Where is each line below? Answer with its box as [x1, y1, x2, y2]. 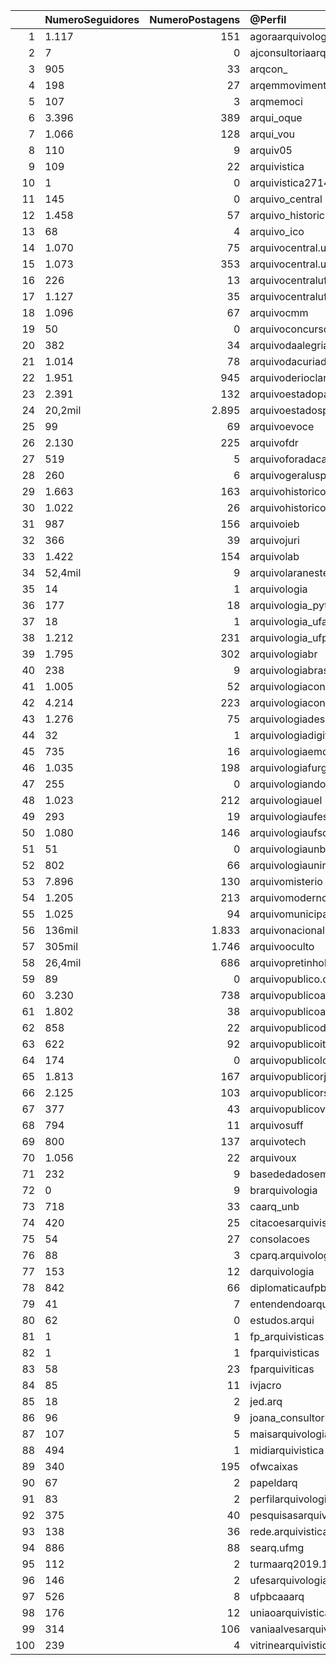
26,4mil [44, 956, 82, 969]
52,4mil [44, 566, 82, 579]
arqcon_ [249, 62, 288, 76]
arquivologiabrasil [249, 664, 334, 677]
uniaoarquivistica [249, 1606, 331, 1619]
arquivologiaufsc [249, 826, 329, 839]
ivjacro [249, 1379, 282, 1392]
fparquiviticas [249, 1362, 315, 1376]
